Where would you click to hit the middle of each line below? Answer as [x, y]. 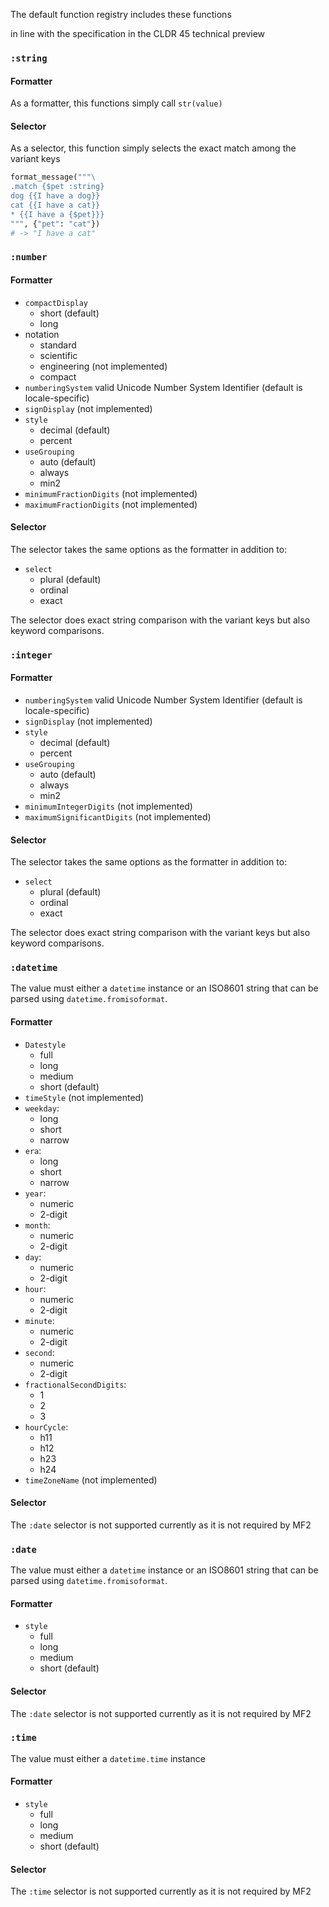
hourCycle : [46, 1426]
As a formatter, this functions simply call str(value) [116, 103]
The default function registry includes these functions [121, 14]
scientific [58, 355]
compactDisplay [56, 303]
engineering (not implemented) [103, 366]
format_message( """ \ [53, 177]
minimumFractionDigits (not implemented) [111, 493]
